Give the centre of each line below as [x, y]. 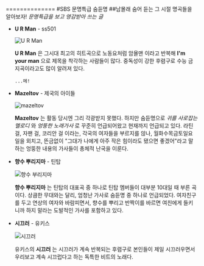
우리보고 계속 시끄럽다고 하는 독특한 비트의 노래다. [74, 257]
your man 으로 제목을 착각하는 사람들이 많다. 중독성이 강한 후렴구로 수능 [100, 61]
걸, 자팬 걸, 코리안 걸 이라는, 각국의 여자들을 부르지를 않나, [83, 133]
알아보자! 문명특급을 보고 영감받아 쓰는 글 [55, 16]
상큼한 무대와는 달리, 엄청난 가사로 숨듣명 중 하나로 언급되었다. [101, 195]
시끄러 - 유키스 [32, 223]
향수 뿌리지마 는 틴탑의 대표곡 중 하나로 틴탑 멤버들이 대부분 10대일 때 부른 [102, 187]
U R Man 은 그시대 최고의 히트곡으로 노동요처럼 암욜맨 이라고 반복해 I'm [100, 53]
